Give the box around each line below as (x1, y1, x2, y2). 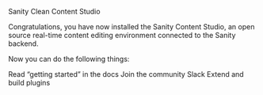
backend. (8, 39, 39, 48)
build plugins (8, 78, 51, 87)
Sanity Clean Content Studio (8, 7, 101, 16)
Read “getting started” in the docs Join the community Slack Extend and (8, 70, 244, 78)
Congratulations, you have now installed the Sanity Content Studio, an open (8, 22, 255, 31)
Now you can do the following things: (8, 55, 130, 63)
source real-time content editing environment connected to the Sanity (8, 31, 236, 40)
